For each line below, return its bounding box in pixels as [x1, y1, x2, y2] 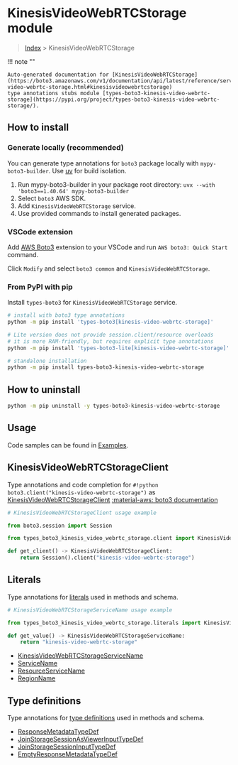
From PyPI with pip [7, 282, 73, 292]
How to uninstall [7, 384, 81, 396]
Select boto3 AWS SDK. [17, 194, 86, 202]
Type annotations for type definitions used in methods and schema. [7, 714, 205, 722]
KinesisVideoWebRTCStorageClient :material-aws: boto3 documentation [7, 495, 218, 504]
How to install [7, 121, 69, 134]
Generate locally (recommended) [7, 143, 124, 153]
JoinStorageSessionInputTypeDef [17, 742, 116, 751]
